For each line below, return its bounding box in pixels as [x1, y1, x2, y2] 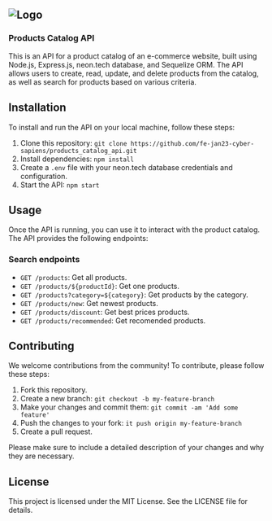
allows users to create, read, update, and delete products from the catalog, [8, 68, 259, 78]
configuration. [19, 171, 67, 181]
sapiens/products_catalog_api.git [19, 147, 137, 155]
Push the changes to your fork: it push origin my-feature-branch [19, 418, 242, 428]
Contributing [8, 339, 75, 352]
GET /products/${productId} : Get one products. [19, 281, 180, 291]
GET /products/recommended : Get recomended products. [19, 315, 206, 326]
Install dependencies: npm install [19, 154, 134, 164]
